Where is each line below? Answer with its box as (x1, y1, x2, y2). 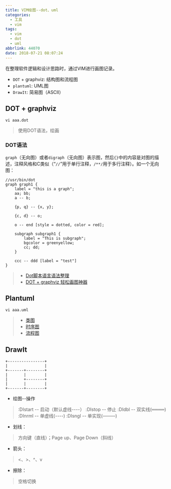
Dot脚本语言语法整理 (25, 272, 69, 278)
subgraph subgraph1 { (14, 231, 61, 236)
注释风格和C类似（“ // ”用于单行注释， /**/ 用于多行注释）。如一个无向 (14, 160, 159, 167)
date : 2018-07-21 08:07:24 (5, 50, 63, 55)
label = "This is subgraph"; (24, 236, 86, 241)
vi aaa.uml (5, 308, 29, 313)
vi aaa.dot (5, 118, 29, 123)
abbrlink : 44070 (5, 46, 40, 51)
